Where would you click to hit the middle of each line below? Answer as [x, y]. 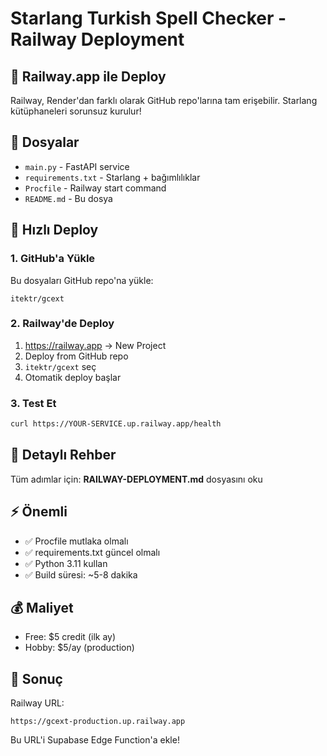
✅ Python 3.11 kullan [66, 563]
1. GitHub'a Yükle [53, 259]
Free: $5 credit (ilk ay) [70, 637]
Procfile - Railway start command [95, 188]
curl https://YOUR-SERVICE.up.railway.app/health [116, 424]
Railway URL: [37, 703]
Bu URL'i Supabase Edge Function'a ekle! [95, 740]
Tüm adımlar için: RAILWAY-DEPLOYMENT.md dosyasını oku [136, 479]
